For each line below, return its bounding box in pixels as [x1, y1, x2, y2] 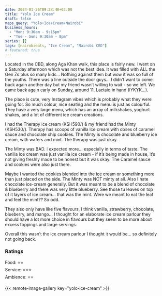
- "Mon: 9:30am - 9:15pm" [9, 30, 62, 34]
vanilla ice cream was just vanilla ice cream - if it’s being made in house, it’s [5, 151, 156, 157]
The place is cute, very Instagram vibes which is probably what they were [5, 96, 152, 102]
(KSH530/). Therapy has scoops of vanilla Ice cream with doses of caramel [5, 126, 155, 132]
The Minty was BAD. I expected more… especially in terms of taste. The [5, 146, 148, 152]
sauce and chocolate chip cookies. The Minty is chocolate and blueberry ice [5, 132, 157, 137]
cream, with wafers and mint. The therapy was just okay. [5, 136, 118, 142]
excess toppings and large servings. [5, 221, 77, 227]
